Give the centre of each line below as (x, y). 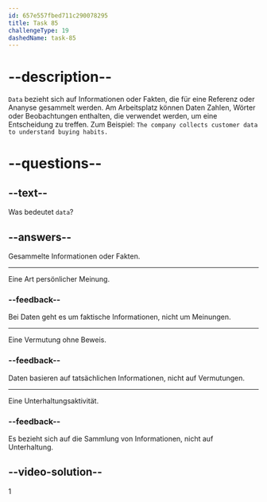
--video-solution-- (55, 472)
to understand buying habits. (58, 132)
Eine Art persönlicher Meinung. (59, 279)
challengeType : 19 (39, 30)
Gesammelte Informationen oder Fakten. (74, 256)
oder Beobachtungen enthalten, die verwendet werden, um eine (113, 116)
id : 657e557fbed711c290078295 (58, 16)
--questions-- (55, 163)
